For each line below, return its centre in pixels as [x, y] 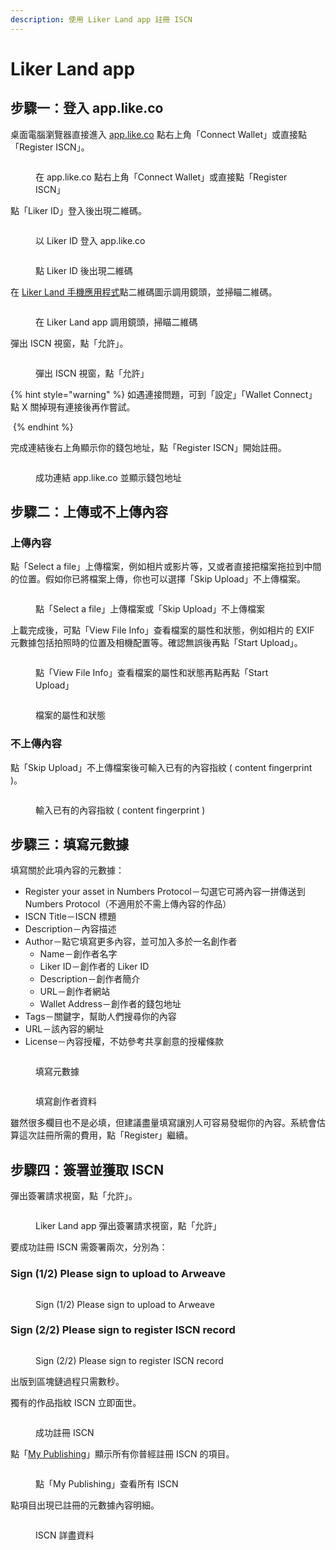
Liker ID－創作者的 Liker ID [94, 967]
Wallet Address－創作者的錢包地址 [110, 1004]
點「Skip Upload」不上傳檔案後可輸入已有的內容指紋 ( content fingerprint [161, 767]
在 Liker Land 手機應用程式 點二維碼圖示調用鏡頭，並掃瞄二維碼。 [144, 292]
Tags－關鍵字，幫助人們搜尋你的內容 [100, 1017]
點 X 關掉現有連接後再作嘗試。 [73, 407]
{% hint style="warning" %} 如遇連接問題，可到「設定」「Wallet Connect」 [164, 394]
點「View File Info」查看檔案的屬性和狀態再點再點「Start [152, 673]
